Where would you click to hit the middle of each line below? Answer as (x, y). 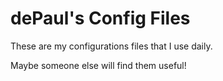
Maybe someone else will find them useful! (98, 65)
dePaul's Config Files (100, 18)
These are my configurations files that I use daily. (111, 46)
